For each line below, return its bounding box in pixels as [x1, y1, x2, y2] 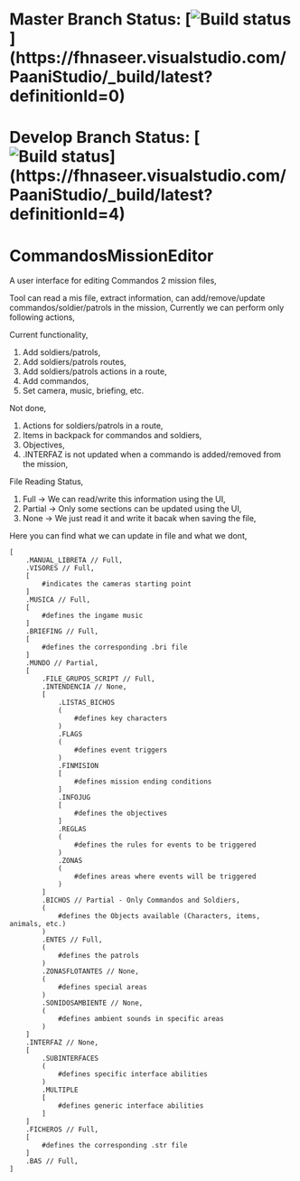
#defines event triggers [73, 745, 168, 755]
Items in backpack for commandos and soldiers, [22, 430, 202, 441]
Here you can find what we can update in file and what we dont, [9, 530, 248, 541]
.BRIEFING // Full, [25, 627, 99, 636]
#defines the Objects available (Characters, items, [57, 912, 260, 921]
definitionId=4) [9, 204, 126, 225]
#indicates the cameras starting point [42, 579, 192, 589]
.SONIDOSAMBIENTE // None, [42, 998, 144, 1008]
